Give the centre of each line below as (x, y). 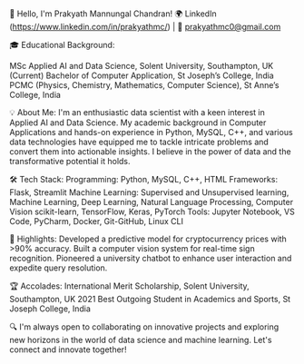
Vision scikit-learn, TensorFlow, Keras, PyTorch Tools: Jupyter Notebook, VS (152, 212)
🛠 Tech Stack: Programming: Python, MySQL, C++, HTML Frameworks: (144, 179)
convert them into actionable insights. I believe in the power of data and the (151, 152)
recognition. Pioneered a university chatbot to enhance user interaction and (151, 258)
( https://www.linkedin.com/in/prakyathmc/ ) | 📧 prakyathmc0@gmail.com (145, 27)
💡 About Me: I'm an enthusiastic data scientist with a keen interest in (137, 112)
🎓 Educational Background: (62, 45)
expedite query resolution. (59, 268)
